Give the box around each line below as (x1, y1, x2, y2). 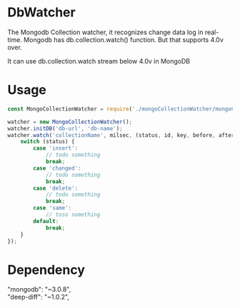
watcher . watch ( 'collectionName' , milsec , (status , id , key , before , (7, 131, 216, 139)
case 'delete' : (33, 185, 79, 192)
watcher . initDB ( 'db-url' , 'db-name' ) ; (7, 125, 123, 132)
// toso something (45, 211, 101, 218)
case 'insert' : (33, 145, 79, 152)
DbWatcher (7, 4, 76, 21)
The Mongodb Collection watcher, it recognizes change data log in (7, 28, 204, 36)
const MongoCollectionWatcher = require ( (7, 105, 133, 113)
